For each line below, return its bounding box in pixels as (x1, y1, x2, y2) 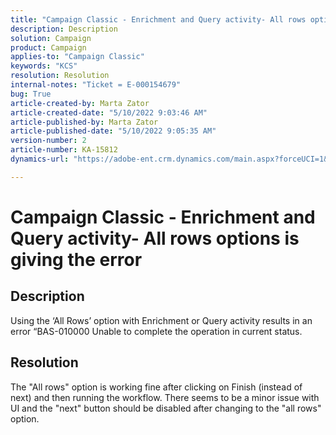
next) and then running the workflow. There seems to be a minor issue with (10, 391, 320, 403)
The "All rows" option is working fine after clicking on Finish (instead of (10, 381, 303, 393)
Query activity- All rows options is (10, 227, 300, 250)
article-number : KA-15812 (10, 145, 118, 155)
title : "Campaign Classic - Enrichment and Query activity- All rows (10, 14, 307, 25)
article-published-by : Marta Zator (10, 117, 159, 127)
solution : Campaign (10, 33, 92, 43)
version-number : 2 (10, 136, 87, 146)
